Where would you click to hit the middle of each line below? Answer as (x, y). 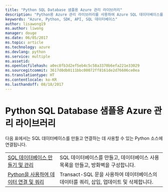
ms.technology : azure (28, 47)
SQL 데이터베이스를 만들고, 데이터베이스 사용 (109, 157)
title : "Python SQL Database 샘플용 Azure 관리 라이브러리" (64, 10)
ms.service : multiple (28, 56)
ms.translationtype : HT (30, 75)
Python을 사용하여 (28, 174)
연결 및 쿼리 (31, 182)
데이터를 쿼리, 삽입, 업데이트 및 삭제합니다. (106, 182)
